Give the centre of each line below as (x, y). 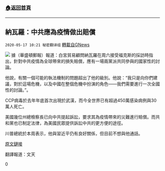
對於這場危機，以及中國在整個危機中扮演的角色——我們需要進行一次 (82, 84)
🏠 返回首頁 (18, 7)
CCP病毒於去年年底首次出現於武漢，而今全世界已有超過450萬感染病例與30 (81, 100)
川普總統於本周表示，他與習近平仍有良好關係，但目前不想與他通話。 (74, 134)
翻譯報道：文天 (20, 154)
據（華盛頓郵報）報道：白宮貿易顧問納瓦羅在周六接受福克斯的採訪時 (80, 55)
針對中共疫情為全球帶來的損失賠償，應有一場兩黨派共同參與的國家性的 (84, 61)
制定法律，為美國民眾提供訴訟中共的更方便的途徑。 (74, 123)
